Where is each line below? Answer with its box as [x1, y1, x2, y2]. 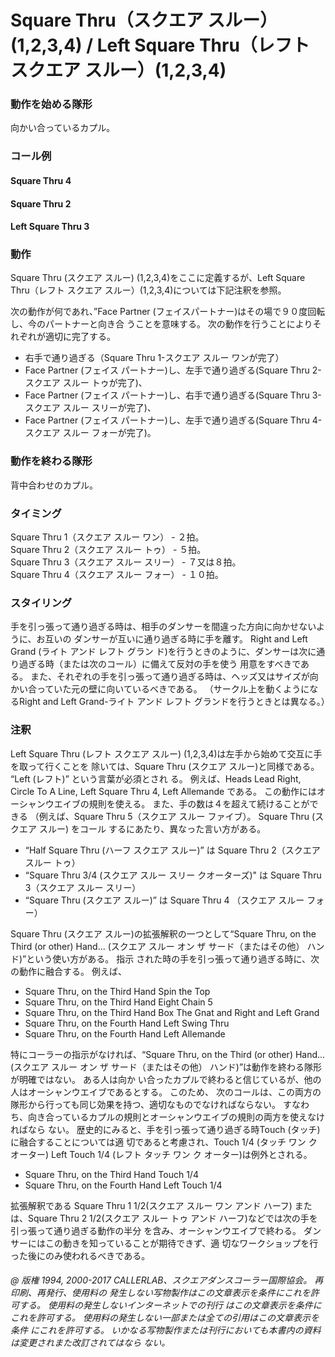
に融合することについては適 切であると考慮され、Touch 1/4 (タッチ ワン [10, 1136, 307, 1148]
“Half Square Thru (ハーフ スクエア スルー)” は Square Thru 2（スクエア [24, 844, 321, 856]
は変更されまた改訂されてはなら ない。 [10, 1337, 171, 1349]
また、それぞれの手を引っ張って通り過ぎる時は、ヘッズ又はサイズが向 [29, 671, 319, 683]
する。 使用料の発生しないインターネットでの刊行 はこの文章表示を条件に [18, 1299, 322, 1311]
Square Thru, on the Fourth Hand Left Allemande [24, 1027, 226, 1040]
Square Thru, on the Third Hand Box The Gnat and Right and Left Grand [24, 1006, 320, 1018]
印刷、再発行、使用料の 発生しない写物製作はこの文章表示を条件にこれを [10, 1287, 311, 1299]
